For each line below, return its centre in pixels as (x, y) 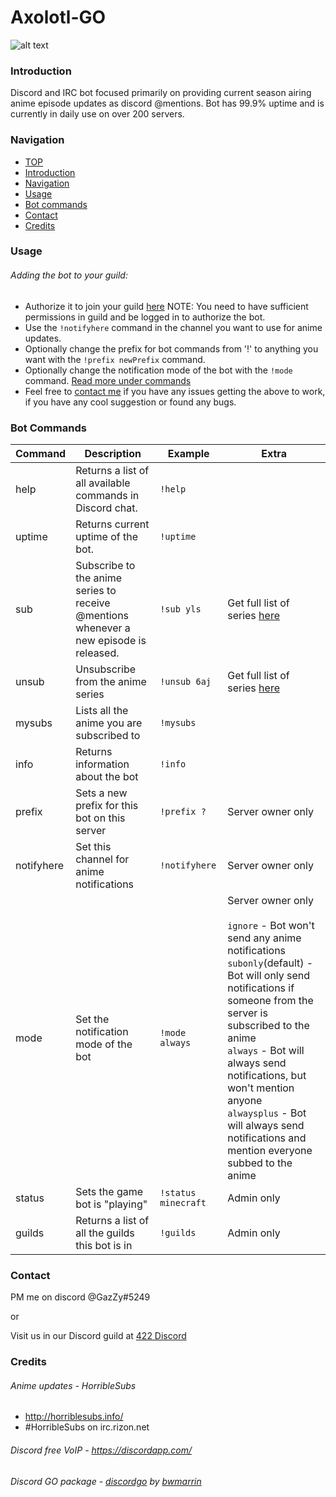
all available (103, 483)
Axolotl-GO (58, 17)
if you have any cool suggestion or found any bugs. (130, 402)
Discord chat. (106, 508)
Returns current (112, 524)
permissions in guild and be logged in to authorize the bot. (145, 317)
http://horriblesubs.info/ (74, 1417)
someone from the (270, 1000)
